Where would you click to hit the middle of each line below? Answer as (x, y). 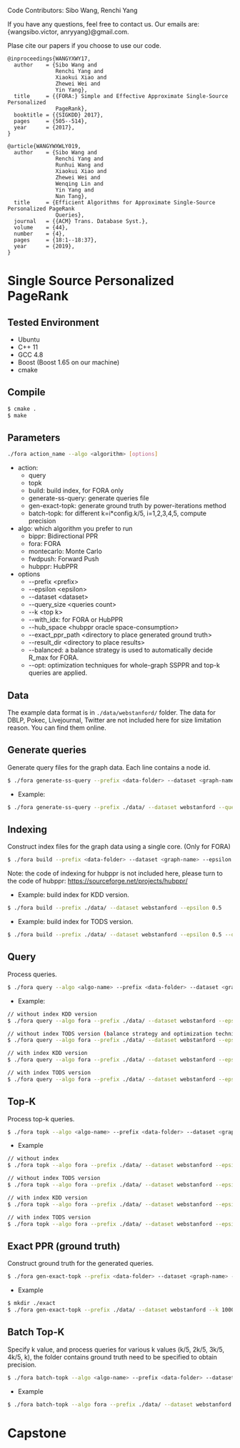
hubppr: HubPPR (53, 567)
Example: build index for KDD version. (74, 895)
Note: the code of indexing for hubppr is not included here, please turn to (115, 873)
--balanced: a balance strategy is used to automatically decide (120, 650)
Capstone (37, 1433)
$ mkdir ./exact (31, 1304)
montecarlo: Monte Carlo (65, 551)
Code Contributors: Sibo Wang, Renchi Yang (72, 10)
